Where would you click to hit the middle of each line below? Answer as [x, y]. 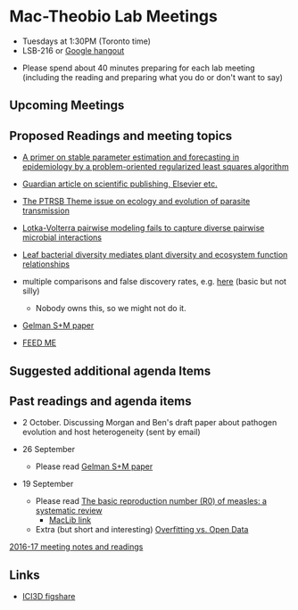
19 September [48, 484]
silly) [31, 291]
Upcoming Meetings [67, 106]
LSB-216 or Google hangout [73, 50]
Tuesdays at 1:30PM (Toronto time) [87, 41]
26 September [49, 449]
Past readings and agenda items [100, 401]
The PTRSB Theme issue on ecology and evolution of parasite [136, 202]
